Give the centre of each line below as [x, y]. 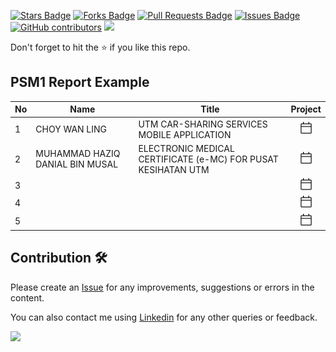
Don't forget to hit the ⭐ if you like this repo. [100, 47]
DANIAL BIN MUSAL [77, 164]
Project [306, 109]
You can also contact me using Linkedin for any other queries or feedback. [164, 317]
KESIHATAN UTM [174, 169]
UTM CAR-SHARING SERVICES [203, 124]
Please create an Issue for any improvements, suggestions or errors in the [162, 287]
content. [27, 297]
